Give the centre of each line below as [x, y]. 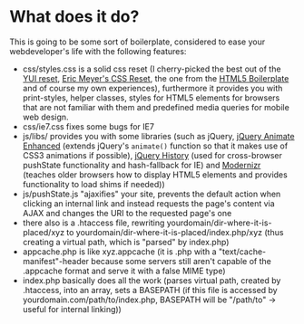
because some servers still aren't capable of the [181, 261]
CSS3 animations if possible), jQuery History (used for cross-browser [152, 155]
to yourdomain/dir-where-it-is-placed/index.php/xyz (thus [175, 232]
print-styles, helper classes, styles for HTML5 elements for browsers [151, 98]
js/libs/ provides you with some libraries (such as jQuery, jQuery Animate [158, 136]
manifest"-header [55, 261]
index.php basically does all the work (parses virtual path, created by [152, 280]
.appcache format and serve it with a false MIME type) [124, 271]
